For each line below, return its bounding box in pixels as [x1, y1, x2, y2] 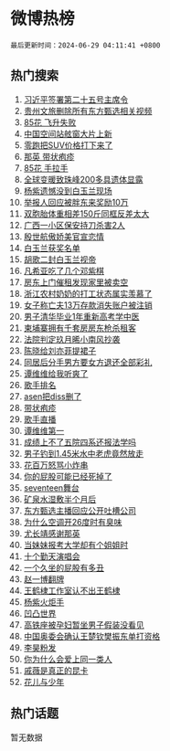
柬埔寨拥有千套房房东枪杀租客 [23, 322, 136, 333]
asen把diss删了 [23, 390, 82, 402]
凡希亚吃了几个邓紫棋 [23, 265, 104, 276]
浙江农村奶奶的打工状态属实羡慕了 [23, 288, 153, 299]
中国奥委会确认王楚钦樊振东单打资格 [23, 630, 161, 641]
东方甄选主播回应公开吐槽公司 [23, 504, 136, 516]
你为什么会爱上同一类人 [23, 653, 112, 664]
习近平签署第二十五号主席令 [23, 93, 129, 105]
